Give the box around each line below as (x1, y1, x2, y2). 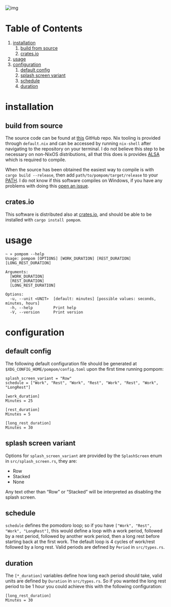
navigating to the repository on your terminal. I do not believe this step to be (5, 146, 165, 152)
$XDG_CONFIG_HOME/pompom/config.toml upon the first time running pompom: (5, 366, 164, 372)
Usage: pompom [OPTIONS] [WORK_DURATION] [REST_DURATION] (5, 256, 131, 261)
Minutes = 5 (5, 412, 31, 417)
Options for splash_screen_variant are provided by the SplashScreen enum (5, 453, 162, 459)
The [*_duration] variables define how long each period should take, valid (5, 573, 162, 579)
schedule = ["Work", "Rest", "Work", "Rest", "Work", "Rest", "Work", (5, 380, 159, 386)
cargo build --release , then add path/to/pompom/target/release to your (5, 172, 158, 178)
